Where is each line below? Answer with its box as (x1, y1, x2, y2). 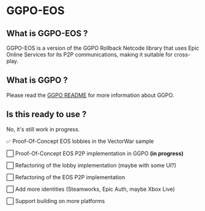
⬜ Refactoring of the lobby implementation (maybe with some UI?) (6, 161, 176, 169)
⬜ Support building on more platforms (6, 197, 105, 204)
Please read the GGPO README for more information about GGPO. (6, 91, 174, 99)
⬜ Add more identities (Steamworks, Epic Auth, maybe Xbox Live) (6, 185, 176, 193)
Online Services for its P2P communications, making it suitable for (6, 51, 173, 58)
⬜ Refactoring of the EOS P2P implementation (6, 173, 125, 181)
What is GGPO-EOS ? (6, 28, 88, 39)
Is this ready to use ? (6, 109, 87, 120)
